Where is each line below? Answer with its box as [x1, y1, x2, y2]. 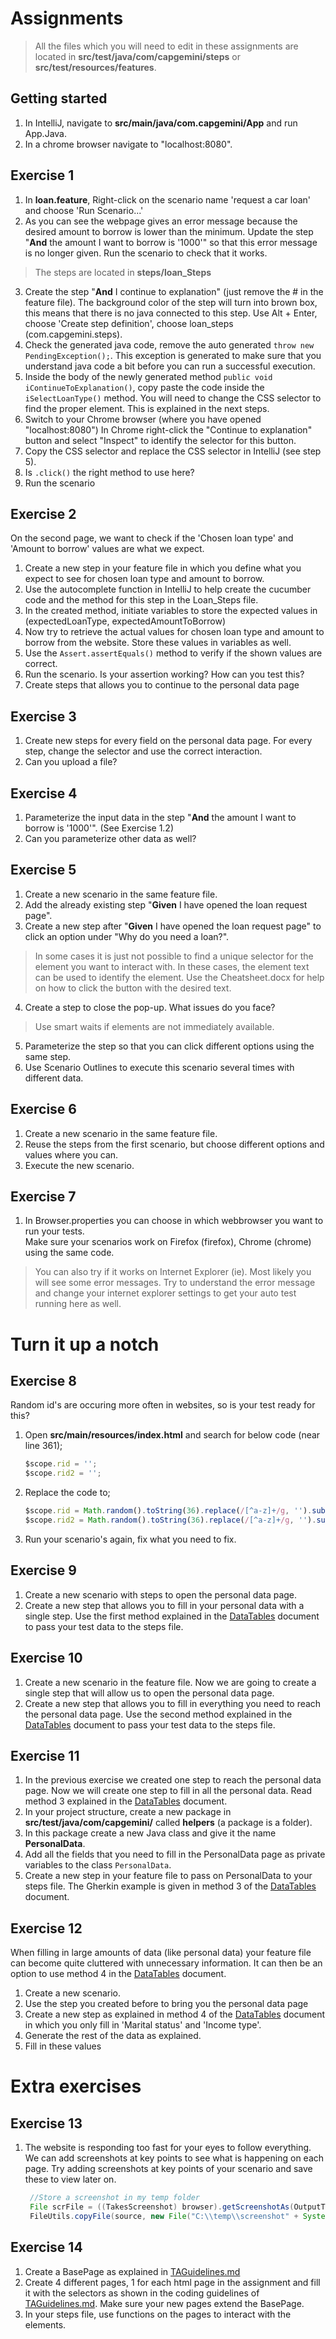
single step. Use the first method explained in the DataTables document [24, 1610, 320, 1622]
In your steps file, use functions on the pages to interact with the [24, 2308, 292, 2320]
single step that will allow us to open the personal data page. [24, 1687, 275, 1699]
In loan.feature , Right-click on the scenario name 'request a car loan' [24, 193, 312, 206]
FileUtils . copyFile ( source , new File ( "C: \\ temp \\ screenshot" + [29, 2211, 299, 2221]
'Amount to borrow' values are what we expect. [10, 543, 205, 555]
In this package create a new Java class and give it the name [24, 1827, 277, 1839]
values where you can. [24, 1148, 119, 1161]
